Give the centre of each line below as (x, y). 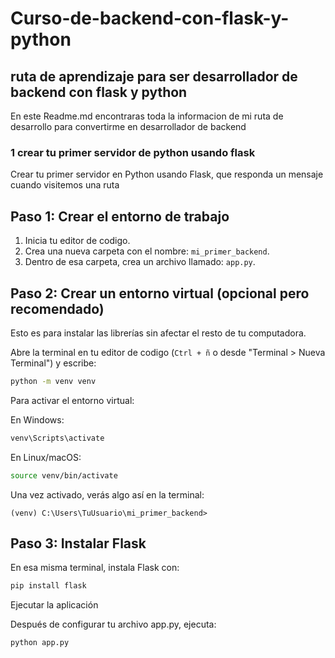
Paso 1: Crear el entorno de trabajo (120, 216)
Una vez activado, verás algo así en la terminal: (107, 494)
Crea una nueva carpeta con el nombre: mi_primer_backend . (147, 251)
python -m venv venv (53, 381)
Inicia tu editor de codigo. (77, 241)
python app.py (40, 643)
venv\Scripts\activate (57, 438)
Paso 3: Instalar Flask (78, 543)
